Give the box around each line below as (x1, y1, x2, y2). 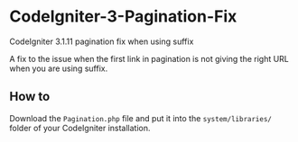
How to (9, 89, 51, 104)
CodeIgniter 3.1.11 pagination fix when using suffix (9, 36, 194, 47)
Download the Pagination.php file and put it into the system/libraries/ (9, 112, 273, 123)
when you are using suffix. (9, 63, 108, 74)
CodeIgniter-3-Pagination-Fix (9, 6, 237, 27)
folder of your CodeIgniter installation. (9, 122, 151, 133)
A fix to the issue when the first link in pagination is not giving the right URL (9, 53, 289, 64)
